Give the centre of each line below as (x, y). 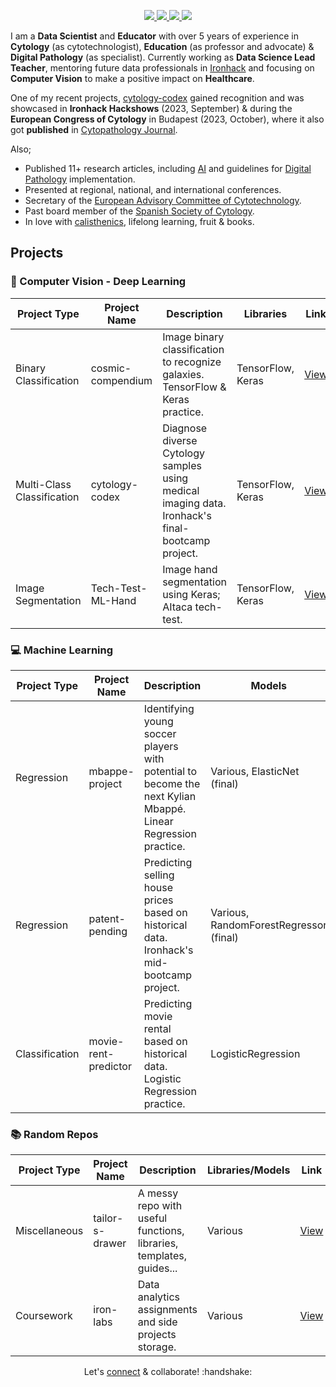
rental (157, 1028)
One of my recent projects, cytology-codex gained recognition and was (157, 98)
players (161, 746)
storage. (157, 1347)
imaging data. (194, 503)
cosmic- (111, 368)
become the (172, 783)
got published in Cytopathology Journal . (94, 129)
